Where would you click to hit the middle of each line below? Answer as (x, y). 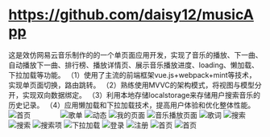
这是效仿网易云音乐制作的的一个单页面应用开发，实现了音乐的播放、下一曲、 (135, 54)
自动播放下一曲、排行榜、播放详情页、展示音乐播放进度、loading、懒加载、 (134, 65)
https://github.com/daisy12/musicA (131, 15)
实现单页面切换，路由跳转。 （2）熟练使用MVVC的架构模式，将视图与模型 (132, 85)
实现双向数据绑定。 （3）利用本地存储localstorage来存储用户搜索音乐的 (141, 95)
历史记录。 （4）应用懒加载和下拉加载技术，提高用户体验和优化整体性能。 (132, 105)
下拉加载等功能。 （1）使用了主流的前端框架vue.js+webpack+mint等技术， (132, 75)
